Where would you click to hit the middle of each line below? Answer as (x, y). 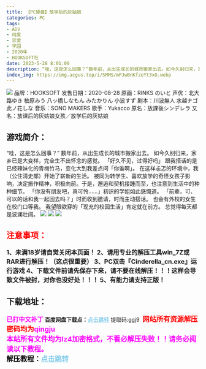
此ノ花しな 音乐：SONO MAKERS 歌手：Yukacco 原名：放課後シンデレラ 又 (102, 108)
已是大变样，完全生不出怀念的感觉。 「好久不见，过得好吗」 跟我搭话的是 (104, 161)
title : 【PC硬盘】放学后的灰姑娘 (44, 12)
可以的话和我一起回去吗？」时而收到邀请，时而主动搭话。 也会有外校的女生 (101, 199)
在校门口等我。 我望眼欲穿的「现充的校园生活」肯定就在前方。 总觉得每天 (99, 207)
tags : (13, 23)
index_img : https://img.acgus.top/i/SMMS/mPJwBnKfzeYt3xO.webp (89, 75)
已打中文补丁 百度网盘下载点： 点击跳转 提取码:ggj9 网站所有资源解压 (102, 319)
